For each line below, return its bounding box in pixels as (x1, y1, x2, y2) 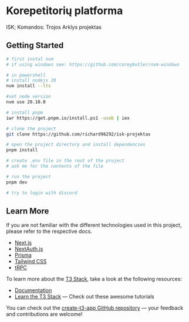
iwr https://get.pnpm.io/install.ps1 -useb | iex (6, 115, 130, 121)
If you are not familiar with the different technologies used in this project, (6, 222, 182, 229)
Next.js (14, 239, 32, 246)
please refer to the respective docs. (6, 228, 93, 235)
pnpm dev (6, 179, 28, 185)
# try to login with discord (6, 189, 77, 196)
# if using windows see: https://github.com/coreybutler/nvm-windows (6, 62, 180, 67)
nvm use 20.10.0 (6, 99, 46, 105)
